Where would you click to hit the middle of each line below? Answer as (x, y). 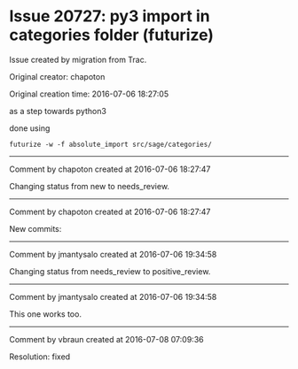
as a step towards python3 (58, 111)
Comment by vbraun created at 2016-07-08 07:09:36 (106, 339)
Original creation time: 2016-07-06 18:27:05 (89, 94)
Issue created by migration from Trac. (78, 59)
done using (30, 128)
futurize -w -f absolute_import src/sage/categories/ (111, 144)
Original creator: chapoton (57, 76)
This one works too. (46, 314)
